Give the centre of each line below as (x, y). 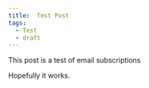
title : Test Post (39, 15)
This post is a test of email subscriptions (74, 60)
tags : (17, 23)
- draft (28, 38)
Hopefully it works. (39, 75)
